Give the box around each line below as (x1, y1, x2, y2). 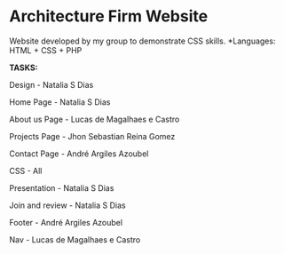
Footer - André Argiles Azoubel (9, 217, 122, 227)
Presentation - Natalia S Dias (9, 182, 114, 193)
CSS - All (9, 165, 43, 176)
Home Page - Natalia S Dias (9, 96, 111, 107)
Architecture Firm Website (9, 6, 209, 27)
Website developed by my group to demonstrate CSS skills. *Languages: (9, 36, 276, 46)
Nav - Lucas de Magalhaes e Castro (9, 234, 141, 245)
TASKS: (9, 62, 38, 73)
